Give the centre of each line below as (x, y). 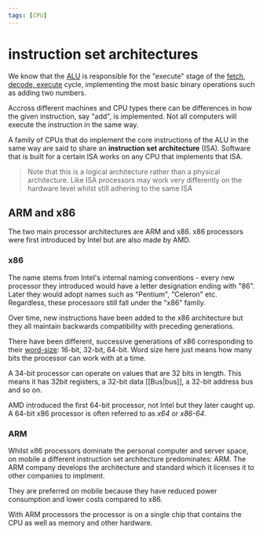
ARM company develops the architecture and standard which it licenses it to (131, 467)
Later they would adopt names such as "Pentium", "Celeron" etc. (113, 294)
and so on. (26, 390)
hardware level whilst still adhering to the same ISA (110, 188)
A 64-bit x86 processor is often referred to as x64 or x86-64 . (107, 413)
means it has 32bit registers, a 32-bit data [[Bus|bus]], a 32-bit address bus (131, 381)
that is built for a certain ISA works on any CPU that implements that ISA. (126, 156)
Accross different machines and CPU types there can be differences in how (130, 107)
